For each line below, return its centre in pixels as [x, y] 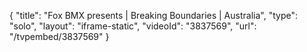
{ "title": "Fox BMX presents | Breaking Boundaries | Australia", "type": [153, 15]
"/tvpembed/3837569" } [59, 36]
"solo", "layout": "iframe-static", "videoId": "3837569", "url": [133, 26]
